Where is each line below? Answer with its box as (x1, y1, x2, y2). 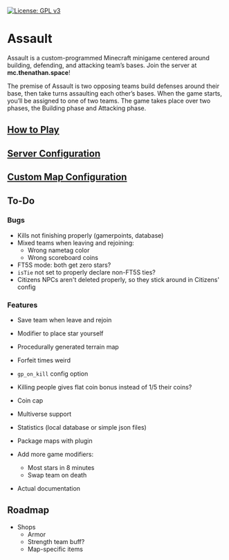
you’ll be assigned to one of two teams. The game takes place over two (7, 96, 211, 105)
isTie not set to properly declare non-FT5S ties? (17, 268, 156, 277)
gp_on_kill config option (17, 369, 89, 378)
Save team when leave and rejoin (17, 316, 112, 324)
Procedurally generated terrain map (17, 343, 119, 351)
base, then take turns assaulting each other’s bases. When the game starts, (7, 89, 223, 97)
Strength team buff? (27, 537, 85, 545)
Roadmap (7, 505, 50, 516)
